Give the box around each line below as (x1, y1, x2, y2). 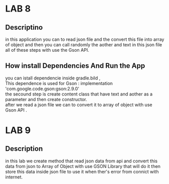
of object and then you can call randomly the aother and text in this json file (5, 42, 162, 48)
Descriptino (5, 23, 43, 32)
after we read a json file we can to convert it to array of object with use (5, 102, 152, 108)
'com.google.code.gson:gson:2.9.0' (5, 85, 80, 91)
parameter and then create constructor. (5, 96, 87, 102)
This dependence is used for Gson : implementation (5, 80, 113, 86)
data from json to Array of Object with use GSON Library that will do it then (5, 163, 160, 169)
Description (5, 144, 43, 153)
